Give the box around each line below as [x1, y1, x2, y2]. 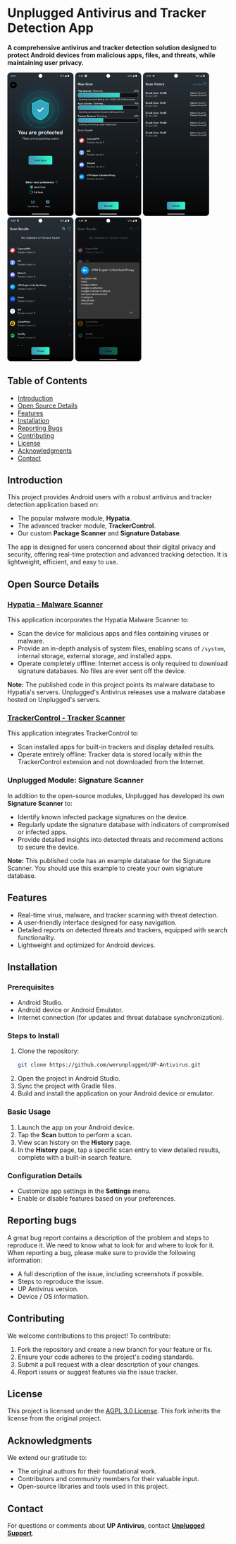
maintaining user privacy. [7, 58, 85, 66]
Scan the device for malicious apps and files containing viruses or [17, 629, 209, 638]
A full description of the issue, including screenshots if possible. [17, 1269, 204, 1278]
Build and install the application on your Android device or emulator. [17, 1089, 215, 1098]
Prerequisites [7, 982, 54, 992]
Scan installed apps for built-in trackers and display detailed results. [17, 743, 216, 752]
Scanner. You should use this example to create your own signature [7, 864, 203, 872]
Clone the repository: [17, 1047, 80, 1055]
